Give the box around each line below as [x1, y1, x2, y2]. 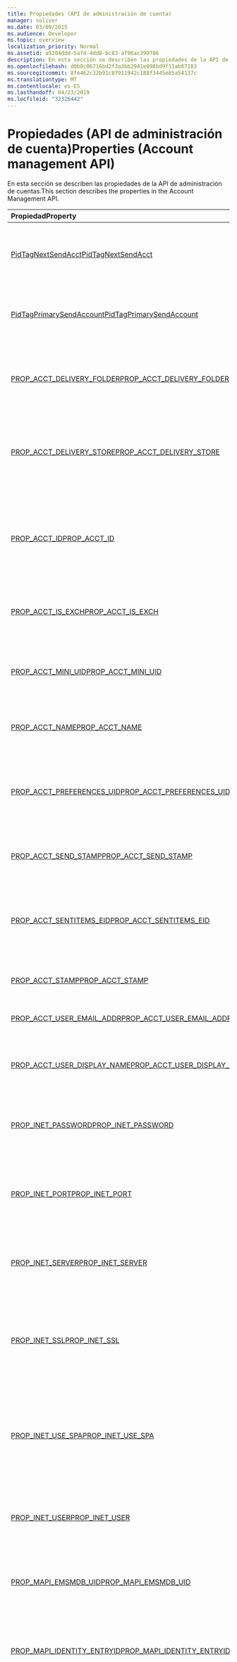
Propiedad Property [11, 211, 77, 221]
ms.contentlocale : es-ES [7, 83, 80, 90]
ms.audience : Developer [7, 30, 78, 37]
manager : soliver [7, 17, 59, 24]
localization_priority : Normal [7, 43, 99, 50]
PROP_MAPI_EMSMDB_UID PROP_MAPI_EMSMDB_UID [11, 1577, 191, 1586]
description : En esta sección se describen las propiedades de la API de [7, 56, 229, 64]
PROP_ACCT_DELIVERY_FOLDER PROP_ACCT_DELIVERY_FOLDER [11, 373, 229, 383]
